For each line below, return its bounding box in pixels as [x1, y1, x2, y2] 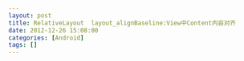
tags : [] [8, 41, 38, 49]
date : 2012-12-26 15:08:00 [8, 26, 99, 34]
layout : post [8, 11, 52, 20]
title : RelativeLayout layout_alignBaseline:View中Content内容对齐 [8, 19, 237, 27]
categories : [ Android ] [8, 33, 84, 42]
